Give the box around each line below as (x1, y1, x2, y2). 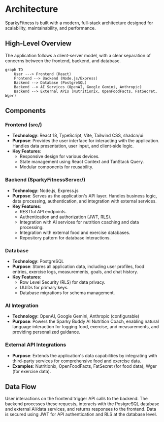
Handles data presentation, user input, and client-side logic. (12, 143, 134, 149)
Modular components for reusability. (19, 164, 94, 170)
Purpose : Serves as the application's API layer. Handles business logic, (12, 192, 157, 198)
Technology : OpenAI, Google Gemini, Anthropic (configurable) (12, 313, 139, 319)
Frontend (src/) (5, 121, 42, 128)
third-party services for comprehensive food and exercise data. (12, 358, 141, 364)
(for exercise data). (12, 368, 51, 374)
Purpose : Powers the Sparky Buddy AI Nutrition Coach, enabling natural (12, 318, 159, 324)
